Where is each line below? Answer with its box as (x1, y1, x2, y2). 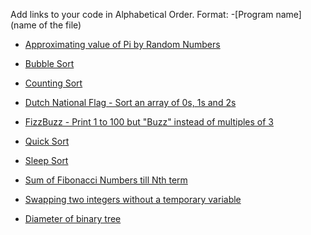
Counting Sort (24, 77, 83, 89)
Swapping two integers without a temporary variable (24, 194, 242, 205)
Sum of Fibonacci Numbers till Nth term (24, 174, 188, 186)
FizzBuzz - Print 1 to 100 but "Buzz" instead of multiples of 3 (24, 116, 275, 128)
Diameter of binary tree (24, 213, 122, 224)
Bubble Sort (24, 58, 75, 69)
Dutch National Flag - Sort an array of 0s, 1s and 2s (24, 97, 237, 108)
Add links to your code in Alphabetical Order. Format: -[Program (10, 9, 274, 20)
